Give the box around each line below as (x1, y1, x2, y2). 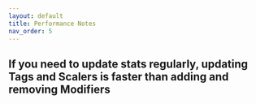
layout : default (8, 11, 63, 20)
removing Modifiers (8, 82, 111, 96)
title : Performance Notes (8, 19, 96, 28)
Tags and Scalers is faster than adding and (8, 70, 229, 84)
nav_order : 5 (8, 27, 53, 35)
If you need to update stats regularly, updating (8, 57, 248, 71)
